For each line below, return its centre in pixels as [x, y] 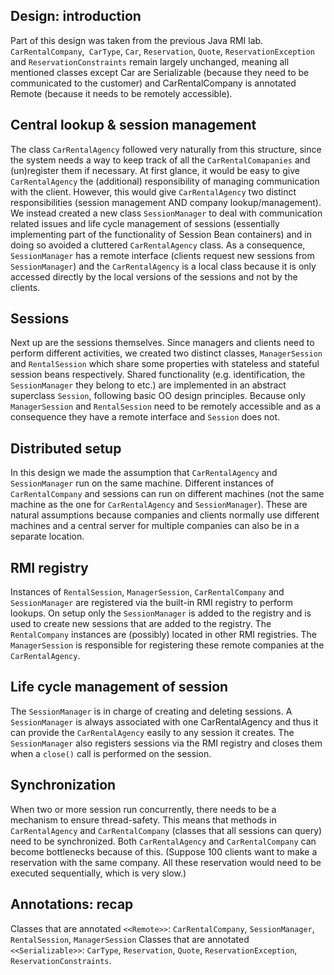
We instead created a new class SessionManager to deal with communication [166, 213]
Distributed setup [66, 448]
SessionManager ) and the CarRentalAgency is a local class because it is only [163, 266]
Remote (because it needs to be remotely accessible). [121, 93]
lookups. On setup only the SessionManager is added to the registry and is [161, 613]
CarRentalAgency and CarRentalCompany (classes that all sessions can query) [166, 830]
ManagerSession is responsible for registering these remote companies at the [167, 645]
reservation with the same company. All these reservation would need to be [166, 862]
